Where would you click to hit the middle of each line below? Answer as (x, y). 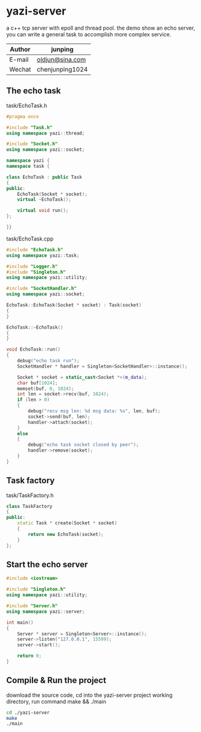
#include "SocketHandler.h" (42, 289)
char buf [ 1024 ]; (38, 383)
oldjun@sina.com (62, 59)
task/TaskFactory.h (30, 495)
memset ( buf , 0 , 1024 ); (46, 389)
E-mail (19, 59)
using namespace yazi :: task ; (43, 256)
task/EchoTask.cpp (30, 239)
